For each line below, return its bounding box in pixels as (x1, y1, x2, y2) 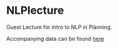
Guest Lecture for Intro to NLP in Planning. (6, 23, 113, 31)
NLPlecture (6, 4, 64, 17)
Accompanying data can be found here (6, 35, 105, 42)
